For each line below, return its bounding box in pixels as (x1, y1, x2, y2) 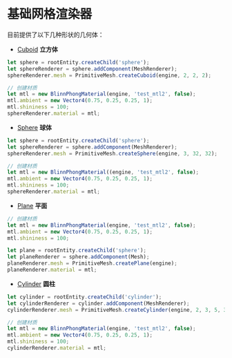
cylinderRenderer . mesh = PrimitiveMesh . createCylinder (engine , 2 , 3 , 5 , (7, 306, 221, 313)
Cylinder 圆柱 (17, 279, 55, 288)
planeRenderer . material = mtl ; (7, 267, 97, 274)
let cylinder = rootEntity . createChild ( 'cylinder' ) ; (7, 293, 162, 301)
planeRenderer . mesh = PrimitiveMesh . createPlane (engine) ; (7, 260, 177, 267)
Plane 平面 (17, 201, 48, 209)
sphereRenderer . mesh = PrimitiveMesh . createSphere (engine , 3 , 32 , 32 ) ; (7, 150, 218, 157)
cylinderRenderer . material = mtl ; (7, 345, 107, 352)
